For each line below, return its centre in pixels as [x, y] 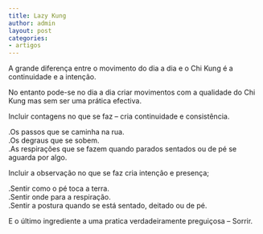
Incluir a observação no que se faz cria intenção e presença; [109, 173]
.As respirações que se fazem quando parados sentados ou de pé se [123, 149]
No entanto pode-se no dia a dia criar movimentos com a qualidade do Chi [132, 92]
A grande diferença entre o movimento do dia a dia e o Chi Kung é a [121, 68]
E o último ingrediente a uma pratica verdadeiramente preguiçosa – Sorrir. [131, 221]
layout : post [30, 30]
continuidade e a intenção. [52, 77]
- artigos [25, 46]
